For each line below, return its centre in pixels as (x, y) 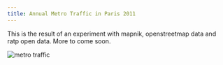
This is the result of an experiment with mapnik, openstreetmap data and (112, 34)
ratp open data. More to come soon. (59, 41)
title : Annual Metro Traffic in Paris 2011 (72, 14)
